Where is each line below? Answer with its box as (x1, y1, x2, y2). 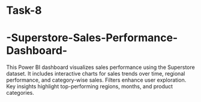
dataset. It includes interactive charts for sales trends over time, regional (6, 70, 185, 77)
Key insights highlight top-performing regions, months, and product (6, 83, 173, 90)
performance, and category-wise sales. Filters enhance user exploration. (6, 76, 187, 84)
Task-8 (6, 4, 42, 17)
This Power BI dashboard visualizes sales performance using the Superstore (6, 64, 195, 71)
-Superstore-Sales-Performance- (6, 31, 178, 45)
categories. (6, 89, 34, 97)
